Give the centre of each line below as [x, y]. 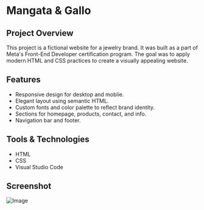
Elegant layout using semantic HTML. [62, 100]
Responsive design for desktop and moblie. [69, 94]
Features [23, 80]
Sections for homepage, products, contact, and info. [81, 114]
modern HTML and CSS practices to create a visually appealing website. [97, 61]
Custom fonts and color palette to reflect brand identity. [85, 107]
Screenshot [29, 186]
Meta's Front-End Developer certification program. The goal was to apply [98, 54]
